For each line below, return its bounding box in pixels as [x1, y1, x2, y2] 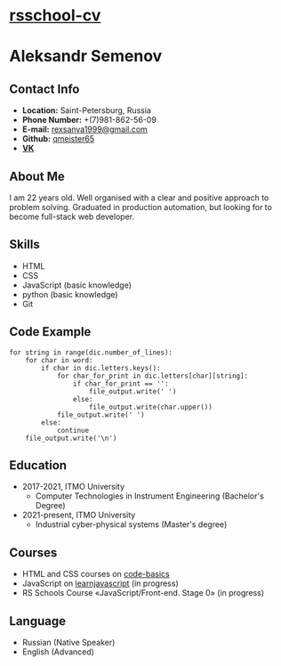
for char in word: [25, 355, 93, 365]
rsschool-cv [9, 5, 101, 26]
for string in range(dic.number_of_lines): [9, 348, 173, 357]
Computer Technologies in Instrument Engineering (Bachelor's [35, 491, 264, 501]
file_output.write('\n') [25, 434, 117, 443]
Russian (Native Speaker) [21, 638, 116, 648]
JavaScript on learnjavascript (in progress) [21, 578, 180, 589]
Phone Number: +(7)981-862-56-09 [21, 115, 157, 126]
